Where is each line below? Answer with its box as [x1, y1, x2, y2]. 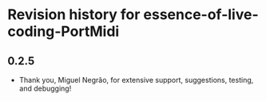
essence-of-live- [143, 6, 259, 24]
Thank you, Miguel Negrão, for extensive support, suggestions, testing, [18, 76, 254, 84]
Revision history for [7, 6, 141, 24]
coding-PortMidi [7, 22, 120, 41]
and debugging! [18, 84, 72, 93]
